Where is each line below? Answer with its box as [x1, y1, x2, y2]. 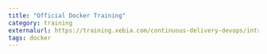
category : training [8, 19, 73, 27]
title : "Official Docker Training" [8, 11, 126, 20]
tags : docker [8, 33, 52, 42]
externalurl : [8, 26, 52, 34]
